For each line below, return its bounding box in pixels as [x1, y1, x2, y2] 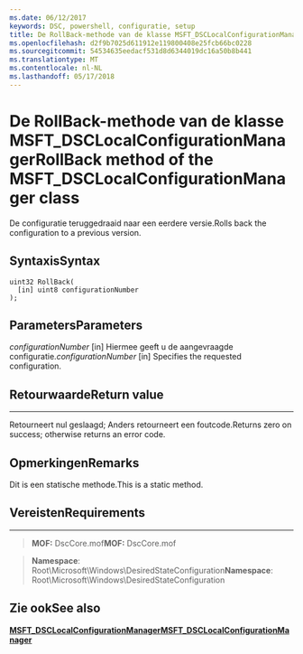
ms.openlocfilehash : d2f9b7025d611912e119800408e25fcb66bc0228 [9, 38, 252, 48]
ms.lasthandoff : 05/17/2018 [9, 72, 115, 81]
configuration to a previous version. [9, 227, 142, 238]
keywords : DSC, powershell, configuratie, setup [9, 22, 196, 31]
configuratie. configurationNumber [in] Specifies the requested [9, 351, 242, 362]
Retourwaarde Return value [9, 387, 164, 402]
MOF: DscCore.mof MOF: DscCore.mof [31, 537, 177, 548]
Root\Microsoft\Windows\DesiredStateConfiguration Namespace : [31, 565, 273, 575]
